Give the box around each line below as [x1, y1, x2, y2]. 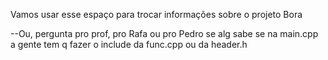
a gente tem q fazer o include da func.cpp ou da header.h [10, 39, 248, 50]
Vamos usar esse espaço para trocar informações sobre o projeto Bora [10, 9, 303, 20]
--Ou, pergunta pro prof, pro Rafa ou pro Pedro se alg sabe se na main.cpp [10, 28, 319, 39]
